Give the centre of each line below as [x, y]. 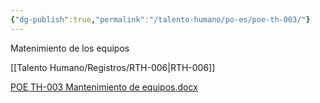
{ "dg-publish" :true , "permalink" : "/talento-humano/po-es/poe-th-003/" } [160, 19]
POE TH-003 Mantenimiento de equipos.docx [104, 87]
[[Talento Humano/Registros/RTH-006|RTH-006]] [113, 67]
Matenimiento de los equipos [70, 48]
